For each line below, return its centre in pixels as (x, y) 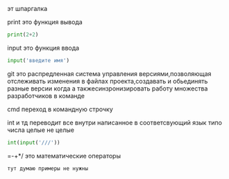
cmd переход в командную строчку (60, 109)
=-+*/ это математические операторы (64, 156)
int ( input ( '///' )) (34, 142)
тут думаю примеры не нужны (48, 168)
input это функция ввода (43, 48)
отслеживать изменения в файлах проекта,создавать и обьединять (108, 81)
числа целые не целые (41, 130)
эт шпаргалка (27, 9)
